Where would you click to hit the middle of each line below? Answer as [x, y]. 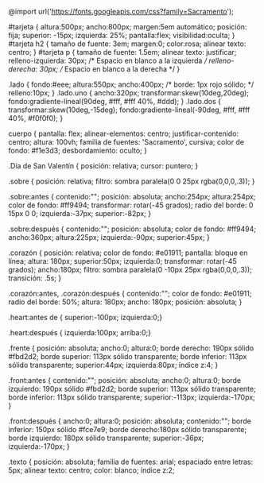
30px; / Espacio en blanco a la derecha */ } [110, 69]
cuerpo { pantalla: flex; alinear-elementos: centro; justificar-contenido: [124, 133]
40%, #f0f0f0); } [36, 118]
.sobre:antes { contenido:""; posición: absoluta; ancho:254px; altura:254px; [132, 197]
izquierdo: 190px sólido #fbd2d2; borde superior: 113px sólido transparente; [132, 389]
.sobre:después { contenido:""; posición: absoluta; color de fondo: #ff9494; [132, 229]
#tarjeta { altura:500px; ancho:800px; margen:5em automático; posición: [128, 27]
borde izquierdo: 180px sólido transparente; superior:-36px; [106, 438]
